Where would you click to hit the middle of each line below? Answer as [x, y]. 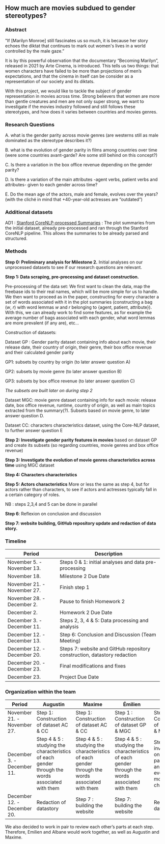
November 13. [24, 568]
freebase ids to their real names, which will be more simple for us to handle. [82, 291]
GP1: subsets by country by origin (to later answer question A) [68, 362]
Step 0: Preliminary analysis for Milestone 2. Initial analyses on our [74, 262]
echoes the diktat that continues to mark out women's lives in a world [75, 46]
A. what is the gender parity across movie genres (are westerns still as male [82, 135]
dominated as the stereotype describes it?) [49, 140]
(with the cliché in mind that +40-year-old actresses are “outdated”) [74, 199]
